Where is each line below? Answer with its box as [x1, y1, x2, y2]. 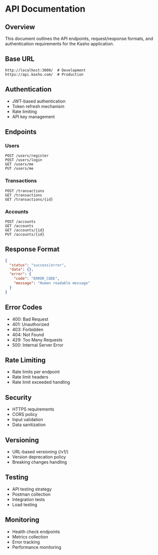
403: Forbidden [12, 326, 44, 332]
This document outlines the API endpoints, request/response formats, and [5, 36, 153, 41]
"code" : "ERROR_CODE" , [14, 276, 60, 281]
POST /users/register [5, 153, 49, 159]
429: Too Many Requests [12, 337, 63, 342]
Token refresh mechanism [12, 103, 65, 109]
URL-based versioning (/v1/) [12, 448, 69, 454]
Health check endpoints [12, 529, 60, 535]
